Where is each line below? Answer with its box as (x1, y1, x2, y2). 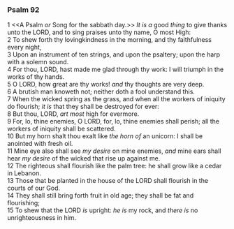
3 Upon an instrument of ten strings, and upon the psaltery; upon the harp (7, 50, 221, 59)
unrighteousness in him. (7, 214, 77, 222)
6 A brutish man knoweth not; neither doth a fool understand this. (7, 87, 196, 96)
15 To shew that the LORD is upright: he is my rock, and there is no (7, 206, 198, 214)
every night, (7, 43, 42, 52)
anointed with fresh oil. (7, 140, 73, 148)
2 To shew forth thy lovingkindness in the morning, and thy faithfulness (7, 36, 212, 44)
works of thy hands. (7, 73, 65, 81)
